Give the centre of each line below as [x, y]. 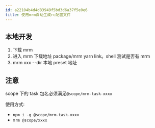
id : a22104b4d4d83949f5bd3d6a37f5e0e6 [46, 10]
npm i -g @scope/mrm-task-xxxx [46, 115]
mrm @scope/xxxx [30, 120]
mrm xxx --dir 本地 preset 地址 [45, 63]
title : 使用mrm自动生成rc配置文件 [38, 15]
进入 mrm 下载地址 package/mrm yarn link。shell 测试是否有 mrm [81, 56]
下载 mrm [23, 50]
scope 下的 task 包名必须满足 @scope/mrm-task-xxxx [59, 94]
